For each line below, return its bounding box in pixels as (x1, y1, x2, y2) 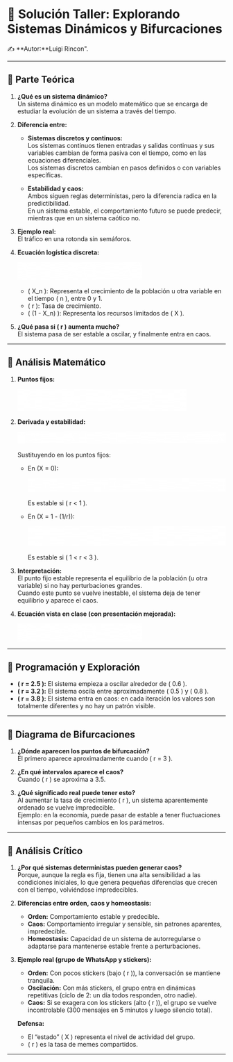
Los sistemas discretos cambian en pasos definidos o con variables (27, 163, 221, 172)
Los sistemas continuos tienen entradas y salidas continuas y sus (27, 141, 215, 149)
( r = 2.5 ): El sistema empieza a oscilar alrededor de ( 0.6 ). (17, 680, 187, 688)
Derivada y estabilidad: (17, 417, 86, 426)
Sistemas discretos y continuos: (27, 133, 123, 142)
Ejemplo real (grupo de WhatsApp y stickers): (17, 955, 152, 963)
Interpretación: (17, 566, 62, 575)
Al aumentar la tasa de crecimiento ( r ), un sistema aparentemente (17, 796, 208, 805)
